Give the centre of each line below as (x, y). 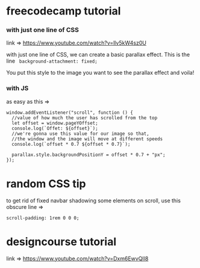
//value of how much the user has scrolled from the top (85, 118)
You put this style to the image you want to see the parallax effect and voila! (100, 73)
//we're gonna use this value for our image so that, (80, 134)
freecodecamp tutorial (64, 11)
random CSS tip (46, 183)
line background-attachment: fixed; (52, 61)
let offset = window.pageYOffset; (55, 123)
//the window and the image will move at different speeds (87, 139)
